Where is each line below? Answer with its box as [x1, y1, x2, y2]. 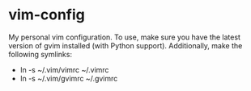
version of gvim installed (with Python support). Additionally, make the [8, 40, 243, 50]
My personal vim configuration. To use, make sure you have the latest [8, 32, 241, 42]
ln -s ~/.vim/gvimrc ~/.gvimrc [19, 73, 118, 83]
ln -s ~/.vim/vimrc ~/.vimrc [19, 64, 109, 74]
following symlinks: [8, 49, 73, 59]
